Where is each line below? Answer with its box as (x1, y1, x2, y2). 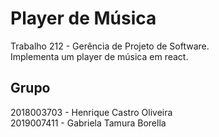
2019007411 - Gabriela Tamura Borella (10, 117, 167, 129)
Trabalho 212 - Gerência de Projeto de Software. (10, 40, 210, 52)
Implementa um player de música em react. (10, 50, 189, 62)
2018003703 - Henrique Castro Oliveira (10, 106, 173, 118)
